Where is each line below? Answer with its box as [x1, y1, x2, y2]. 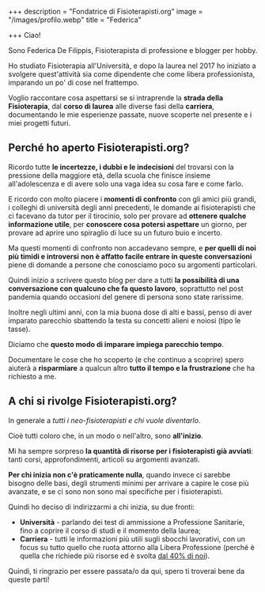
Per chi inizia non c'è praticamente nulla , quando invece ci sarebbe [8, 469, 231, 479]
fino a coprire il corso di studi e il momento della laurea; [19, 526, 202, 535]
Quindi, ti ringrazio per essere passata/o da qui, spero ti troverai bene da [8, 566, 245, 575]
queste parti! [8, 575, 50, 584]
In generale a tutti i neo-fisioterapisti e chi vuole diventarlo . [8, 415, 201, 425]
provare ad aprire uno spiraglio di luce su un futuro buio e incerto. [8, 228, 223, 237]
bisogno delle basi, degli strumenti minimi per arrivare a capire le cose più [8, 478, 249, 488]
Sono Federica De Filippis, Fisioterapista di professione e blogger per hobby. [8, 46, 258, 55]
